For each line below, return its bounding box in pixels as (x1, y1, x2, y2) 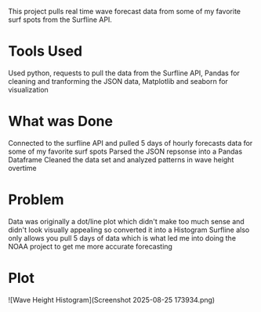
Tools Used (8, 42, 83, 60)
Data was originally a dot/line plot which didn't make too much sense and (8, 216, 245, 226)
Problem (8, 191, 64, 209)
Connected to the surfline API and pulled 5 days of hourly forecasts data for (8, 138, 253, 147)
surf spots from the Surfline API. (8, 15, 112, 24)
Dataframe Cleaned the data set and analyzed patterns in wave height (8, 154, 234, 164)
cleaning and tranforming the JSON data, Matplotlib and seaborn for (8, 76, 229, 85)
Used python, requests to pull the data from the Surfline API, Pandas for (8, 68, 241, 78)
